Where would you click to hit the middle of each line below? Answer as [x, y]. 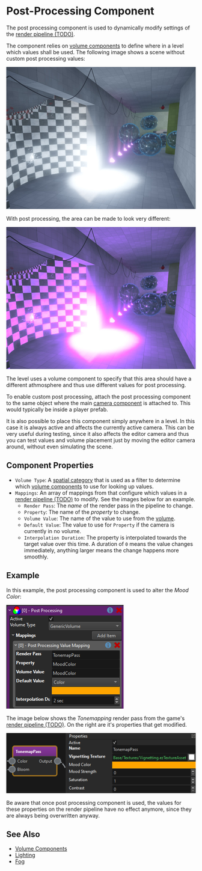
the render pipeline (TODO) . [41, 34]
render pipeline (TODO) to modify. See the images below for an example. [105, 499]
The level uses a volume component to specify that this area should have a [99, 378]
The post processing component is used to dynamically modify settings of [98, 28]
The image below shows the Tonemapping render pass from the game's [96, 718]
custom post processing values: [46, 58]
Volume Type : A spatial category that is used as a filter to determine [98, 480]
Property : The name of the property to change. [82, 512]
